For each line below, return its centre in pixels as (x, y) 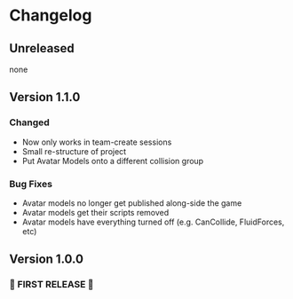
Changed (30, 122)
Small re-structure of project (74, 151)
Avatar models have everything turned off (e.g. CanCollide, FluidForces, (153, 222)
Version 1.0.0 (47, 260)
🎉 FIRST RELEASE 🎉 (52, 285)
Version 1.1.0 (45, 97)
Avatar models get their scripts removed (95, 212)
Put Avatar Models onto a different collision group (113, 161)
